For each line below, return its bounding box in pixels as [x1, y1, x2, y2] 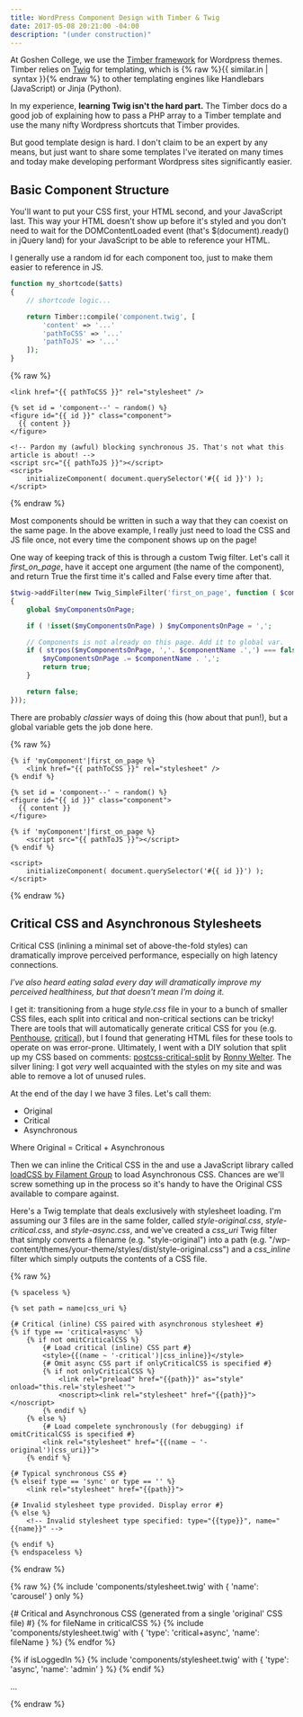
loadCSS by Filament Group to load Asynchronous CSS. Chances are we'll [10, 1168, 285, 1179]
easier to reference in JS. [10, 262, 104, 273]
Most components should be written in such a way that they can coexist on [10, 515, 289, 526]
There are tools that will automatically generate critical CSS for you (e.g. [10, 1023, 277, 1033]
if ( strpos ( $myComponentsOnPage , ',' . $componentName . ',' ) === [26, 646, 277, 655]
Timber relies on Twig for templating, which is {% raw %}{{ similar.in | [10, 64, 269, 75]
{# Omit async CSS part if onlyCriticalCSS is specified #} [42, 1359, 272, 1368]
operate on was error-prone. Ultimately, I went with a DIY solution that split [10, 1042, 287, 1052]
